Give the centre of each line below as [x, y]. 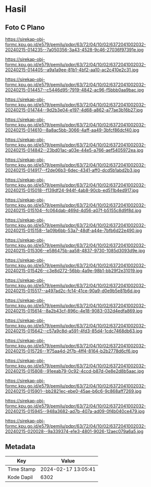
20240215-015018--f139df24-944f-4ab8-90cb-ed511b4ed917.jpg [72, 190]
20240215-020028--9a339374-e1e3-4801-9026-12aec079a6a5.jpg [75, 431]
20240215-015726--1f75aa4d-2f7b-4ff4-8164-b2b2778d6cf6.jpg [72, 351]
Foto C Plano [25, 27]
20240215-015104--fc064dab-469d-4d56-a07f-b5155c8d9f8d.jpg [73, 210]
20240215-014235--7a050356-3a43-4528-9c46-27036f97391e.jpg [75, 50]
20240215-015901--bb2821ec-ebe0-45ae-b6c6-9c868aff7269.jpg [73, 391]
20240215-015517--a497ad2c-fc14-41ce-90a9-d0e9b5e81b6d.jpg [73, 291]
